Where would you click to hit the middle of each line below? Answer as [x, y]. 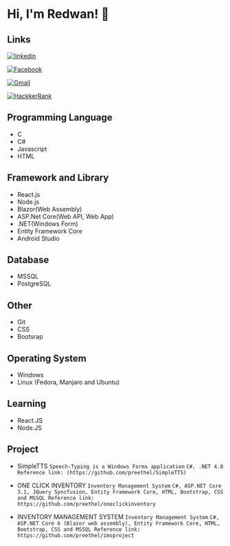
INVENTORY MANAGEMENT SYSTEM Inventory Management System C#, [118, 516]
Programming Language [60, 117]
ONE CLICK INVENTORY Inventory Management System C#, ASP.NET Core [119, 485]
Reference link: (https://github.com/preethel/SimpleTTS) [102, 472]
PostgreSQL [34, 284]
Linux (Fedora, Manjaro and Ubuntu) [68, 382]
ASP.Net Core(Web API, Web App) [66, 216]
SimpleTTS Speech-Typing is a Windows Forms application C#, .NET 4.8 [120, 466]
